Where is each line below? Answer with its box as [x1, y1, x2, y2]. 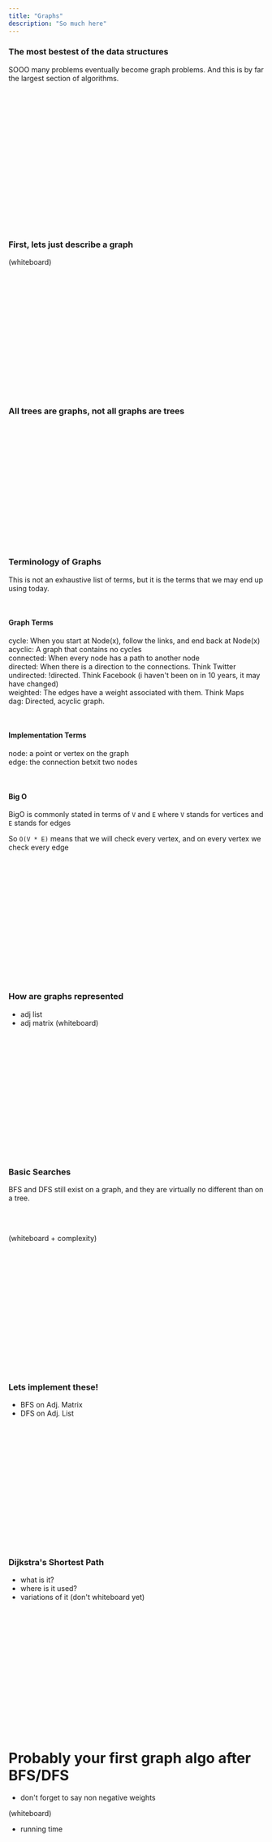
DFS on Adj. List [19, 1408, 75, 1418]
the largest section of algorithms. [8, 73, 119, 83]
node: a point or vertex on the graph [8, 749, 130, 759]
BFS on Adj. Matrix [19, 1400, 83, 1410]
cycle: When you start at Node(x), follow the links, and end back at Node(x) [8, 635, 261, 646]
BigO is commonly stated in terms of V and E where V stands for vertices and [8, 810, 264, 819]
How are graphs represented [8, 991, 124, 1002]
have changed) [8, 679, 59, 689]
